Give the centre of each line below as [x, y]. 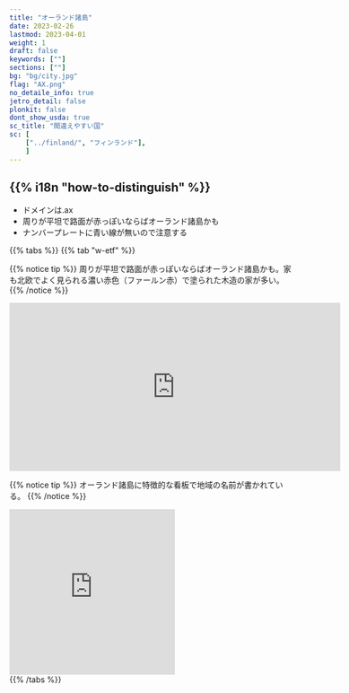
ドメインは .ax [48, 210]
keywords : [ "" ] [38, 59]
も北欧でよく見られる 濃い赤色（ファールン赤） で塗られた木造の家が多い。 [147, 280]
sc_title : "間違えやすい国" [57, 127]
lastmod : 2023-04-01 [48, 34]
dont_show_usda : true [50, 118]
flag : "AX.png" [38, 84]
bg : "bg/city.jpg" [44, 76]
